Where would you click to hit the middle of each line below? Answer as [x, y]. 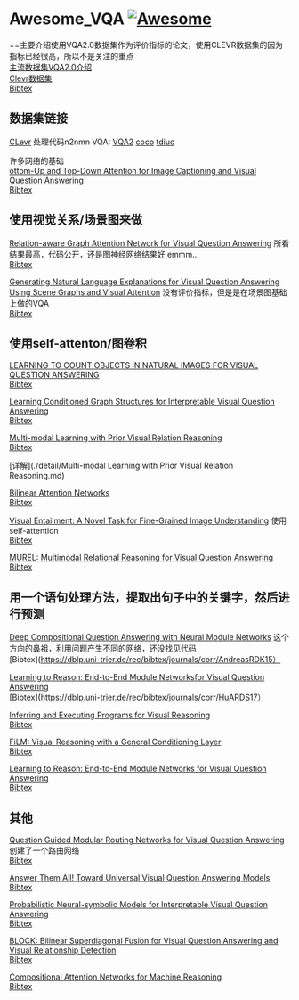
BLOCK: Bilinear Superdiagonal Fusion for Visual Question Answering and [144, 941]
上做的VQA [29, 303]
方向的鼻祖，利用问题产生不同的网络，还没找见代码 [103, 648]
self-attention [34, 531]
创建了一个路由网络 [44, 850]
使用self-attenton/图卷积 [78, 343]
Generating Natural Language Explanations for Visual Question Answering [145, 282]
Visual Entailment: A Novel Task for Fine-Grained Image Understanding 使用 [148, 520]
